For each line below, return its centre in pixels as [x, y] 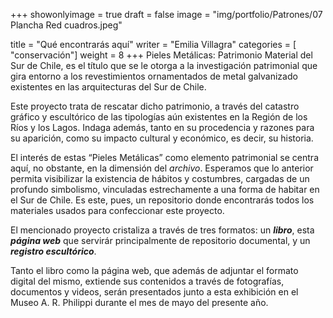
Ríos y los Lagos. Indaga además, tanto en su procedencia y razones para [162, 127]
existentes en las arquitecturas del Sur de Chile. [108, 87]
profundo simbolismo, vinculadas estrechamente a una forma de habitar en [165, 189]
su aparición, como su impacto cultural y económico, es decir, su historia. [162, 138]
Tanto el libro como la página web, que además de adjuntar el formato [154, 270]
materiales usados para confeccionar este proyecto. [117, 210]
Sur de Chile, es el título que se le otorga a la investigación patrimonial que [164, 65]
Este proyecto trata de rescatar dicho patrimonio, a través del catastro [155, 106]
